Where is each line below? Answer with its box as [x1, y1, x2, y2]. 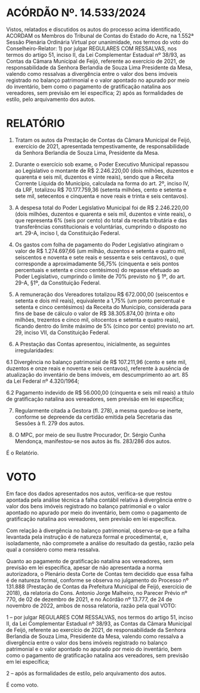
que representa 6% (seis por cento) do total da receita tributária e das [14, 216, 187, 224]
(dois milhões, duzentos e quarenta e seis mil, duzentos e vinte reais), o [14, 210, 192, 218]
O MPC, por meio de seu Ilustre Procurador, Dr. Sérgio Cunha [14, 431, 166, 438]
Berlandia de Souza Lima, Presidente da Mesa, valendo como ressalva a [6, 633, 184, 640]
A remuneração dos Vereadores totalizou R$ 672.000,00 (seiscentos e [14, 291, 189, 298]
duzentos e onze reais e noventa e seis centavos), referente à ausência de [6, 365, 189, 372]
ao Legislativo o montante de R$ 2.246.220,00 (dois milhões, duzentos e [14, 167, 194, 174]
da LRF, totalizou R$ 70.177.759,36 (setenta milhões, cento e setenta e [14, 186, 187, 193]
